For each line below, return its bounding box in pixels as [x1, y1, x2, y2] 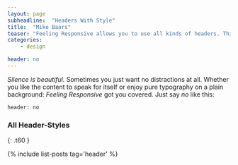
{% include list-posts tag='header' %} [7, 149, 118, 159]
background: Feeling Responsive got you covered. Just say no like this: [7, 90, 215, 99]
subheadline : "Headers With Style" [7, 17, 115, 24]
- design [20, 43, 46, 50]
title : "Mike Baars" [7, 23, 72, 30]
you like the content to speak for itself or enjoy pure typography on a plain [7, 82, 224, 91]
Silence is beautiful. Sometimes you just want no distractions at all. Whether [7, 75, 229, 83]
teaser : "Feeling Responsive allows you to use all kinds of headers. [7, 30, 220, 37]
